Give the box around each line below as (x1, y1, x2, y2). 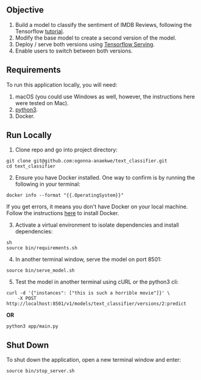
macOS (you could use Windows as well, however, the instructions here (15, 93, 195, 100)
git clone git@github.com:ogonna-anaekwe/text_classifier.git (6, 158, 167, 164)
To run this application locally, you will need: (6, 81, 118, 88)
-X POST (17, 296, 37, 302)
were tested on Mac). (15, 99, 69, 106)
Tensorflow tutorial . (15, 27, 65, 35)
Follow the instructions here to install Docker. (6, 210, 119, 217)
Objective (6, 5, 44, 15)
